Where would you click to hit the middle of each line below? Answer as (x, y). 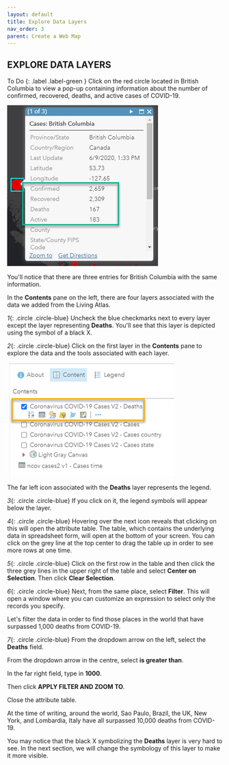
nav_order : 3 (26, 29)
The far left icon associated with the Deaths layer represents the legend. (109, 488)
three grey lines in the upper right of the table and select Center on (102, 571)
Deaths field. (26, 647)
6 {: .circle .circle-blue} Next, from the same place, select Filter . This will (108, 591)
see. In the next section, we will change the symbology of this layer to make (114, 749)
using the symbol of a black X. (50, 333)
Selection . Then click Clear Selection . (61, 578)
